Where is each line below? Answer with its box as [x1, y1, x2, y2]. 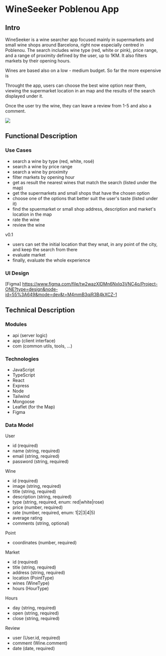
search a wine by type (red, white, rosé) [12, 158, 95, 164]
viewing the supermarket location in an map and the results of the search [5, 88, 156, 93]
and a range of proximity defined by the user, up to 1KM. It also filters [5, 52, 147, 58]
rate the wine [12, 216, 40, 223]
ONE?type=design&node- [5, 286, 58, 292]
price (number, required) [12, 504, 63, 510]
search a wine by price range [12, 163, 73, 169]
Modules [5, 321, 27, 328]
